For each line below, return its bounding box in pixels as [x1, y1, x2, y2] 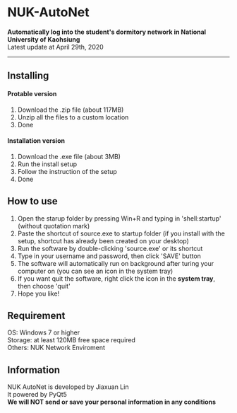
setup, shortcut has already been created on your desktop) [17, 236, 189, 245]
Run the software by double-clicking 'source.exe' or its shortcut [17, 244, 203, 252]
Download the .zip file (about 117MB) [17, 105, 124, 114]
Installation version [7, 136, 66, 145]
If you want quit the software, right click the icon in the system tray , [17, 274, 216, 283]
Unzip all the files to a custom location [17, 112, 129, 121]
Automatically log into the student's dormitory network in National [7, 28, 207, 36]
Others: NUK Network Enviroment [7, 344, 106, 352]
